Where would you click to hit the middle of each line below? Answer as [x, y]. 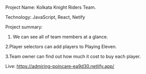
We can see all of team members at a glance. [60, 37]
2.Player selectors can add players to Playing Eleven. [61, 47]
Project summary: [24, 27]
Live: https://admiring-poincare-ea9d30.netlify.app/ [60, 66]
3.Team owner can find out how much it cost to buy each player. [73, 56]
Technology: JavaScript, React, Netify [45, 17]
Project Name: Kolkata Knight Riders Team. [51, 7]
